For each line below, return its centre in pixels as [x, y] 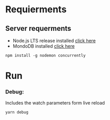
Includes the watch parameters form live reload [55, 103]
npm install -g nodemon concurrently [46, 55]
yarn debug [17, 112]
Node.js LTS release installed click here [54, 41]
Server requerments [38, 28]
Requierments [36, 9]
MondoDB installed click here [44, 46]
